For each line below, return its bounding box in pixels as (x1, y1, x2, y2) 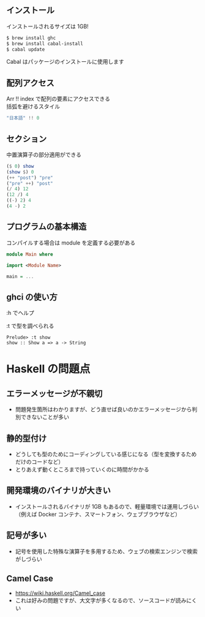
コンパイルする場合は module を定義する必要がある (6, 239, 136, 246)
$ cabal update (6, 46, 45, 53)
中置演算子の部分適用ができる (6, 151, 81, 158)
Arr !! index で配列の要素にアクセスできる (6, 95, 111, 102)
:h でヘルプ (6, 309, 35, 317)
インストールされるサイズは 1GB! (6, 23, 89, 30)
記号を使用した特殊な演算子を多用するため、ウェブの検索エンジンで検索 (15, 547, 198, 555)
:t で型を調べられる (6, 322, 54, 330)
